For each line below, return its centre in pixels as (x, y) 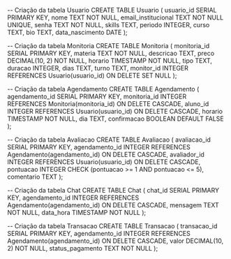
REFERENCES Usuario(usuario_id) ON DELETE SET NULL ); (92, 75)
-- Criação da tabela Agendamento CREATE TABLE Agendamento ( (103, 89)
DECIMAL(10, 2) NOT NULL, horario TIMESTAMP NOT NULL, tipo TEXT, (110, 61)
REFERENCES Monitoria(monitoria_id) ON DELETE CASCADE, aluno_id (108, 104)
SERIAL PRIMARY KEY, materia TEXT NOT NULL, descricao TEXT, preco (111, 53)
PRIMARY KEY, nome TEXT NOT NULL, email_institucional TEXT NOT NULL (115, 17)
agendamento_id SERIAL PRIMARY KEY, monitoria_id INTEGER (97, 96)
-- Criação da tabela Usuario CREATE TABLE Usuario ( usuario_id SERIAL (112, 10)
